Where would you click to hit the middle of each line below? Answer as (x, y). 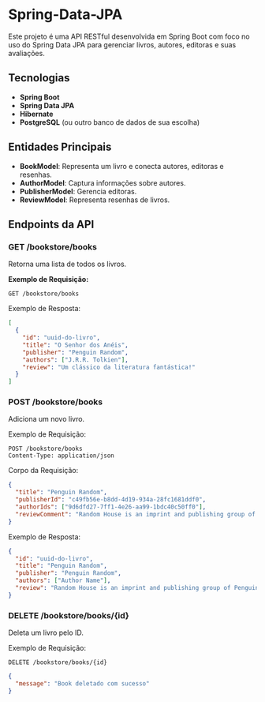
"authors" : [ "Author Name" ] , (63, 581)
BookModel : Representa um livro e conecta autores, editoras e (121, 166)
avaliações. (26, 53)
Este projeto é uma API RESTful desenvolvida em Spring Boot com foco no (129, 36)
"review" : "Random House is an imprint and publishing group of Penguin (137, 588)
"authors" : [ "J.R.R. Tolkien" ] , (75, 360)
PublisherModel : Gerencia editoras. (78, 191)
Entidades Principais (60, 147)
